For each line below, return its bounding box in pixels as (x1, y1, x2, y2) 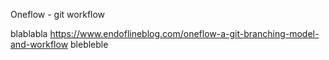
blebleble (70, 39, 109, 50)
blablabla (10, 28, 48, 39)
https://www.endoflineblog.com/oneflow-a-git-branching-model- (49, 28, 320, 39)
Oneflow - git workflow (10, 9, 106, 20)
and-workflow (10, 39, 69, 50)
